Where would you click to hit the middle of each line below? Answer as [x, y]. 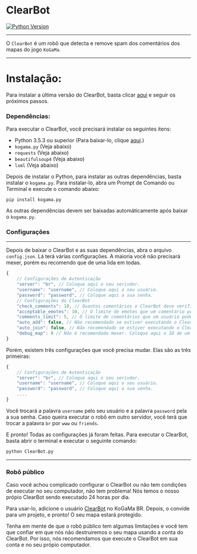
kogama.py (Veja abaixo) [43, 146]
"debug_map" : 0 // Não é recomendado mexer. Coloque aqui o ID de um [103, 334]
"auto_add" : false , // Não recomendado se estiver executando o [97, 323]
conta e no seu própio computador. [49, 545]
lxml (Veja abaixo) [36, 165]
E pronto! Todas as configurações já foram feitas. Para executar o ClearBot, [97, 435]
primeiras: [18, 356]
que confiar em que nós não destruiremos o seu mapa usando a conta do [95, 532]
